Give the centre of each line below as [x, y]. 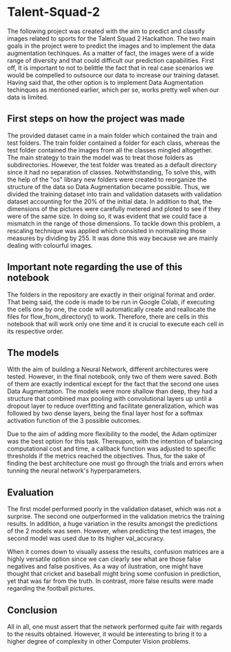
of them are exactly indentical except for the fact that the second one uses [113, 384]
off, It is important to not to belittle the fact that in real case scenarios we [110, 68]
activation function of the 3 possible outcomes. [74, 421]
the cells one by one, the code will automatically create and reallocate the [112, 309]
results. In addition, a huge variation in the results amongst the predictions [112, 524]
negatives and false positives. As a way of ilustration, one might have [105, 566]
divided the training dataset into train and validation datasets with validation [114, 194]
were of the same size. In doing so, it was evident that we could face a [107, 216]
